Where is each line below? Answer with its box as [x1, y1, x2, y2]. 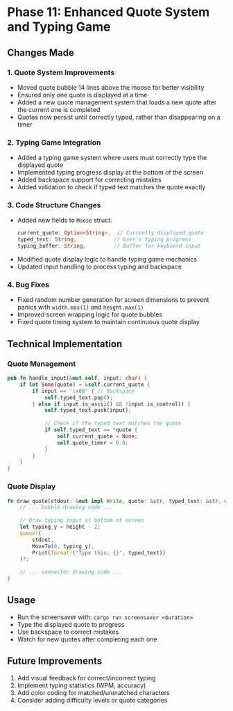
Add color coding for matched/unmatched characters [17, 688, 170, 696]
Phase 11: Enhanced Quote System [7, 4, 210, 20]
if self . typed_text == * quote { [44, 426, 138, 433]
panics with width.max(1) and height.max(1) [17, 303, 144, 312]
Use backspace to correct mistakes [17, 628, 119, 636]
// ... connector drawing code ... [19, 568, 123, 576]
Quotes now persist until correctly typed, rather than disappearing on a [17, 113, 221, 121]
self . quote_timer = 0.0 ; [56, 439, 129, 446]
